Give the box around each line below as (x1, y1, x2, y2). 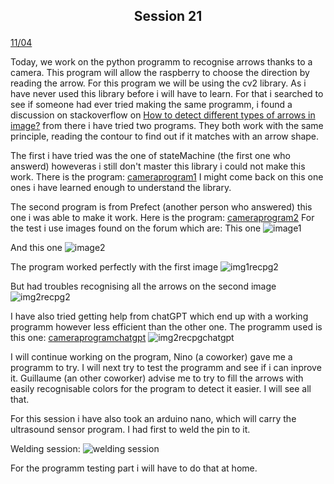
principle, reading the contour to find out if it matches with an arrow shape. (10, 130, 320, 143)
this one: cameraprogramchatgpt (10, 332, 147, 344)
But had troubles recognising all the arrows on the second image (10, 280, 277, 293)
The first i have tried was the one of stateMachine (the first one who (10, 150, 291, 162)
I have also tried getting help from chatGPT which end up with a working (10, 310, 309, 323)
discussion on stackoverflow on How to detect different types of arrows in (10, 109, 316, 121)
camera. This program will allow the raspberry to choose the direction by (10, 67, 310, 79)
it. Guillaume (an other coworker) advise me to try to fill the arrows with (10, 372, 304, 384)
